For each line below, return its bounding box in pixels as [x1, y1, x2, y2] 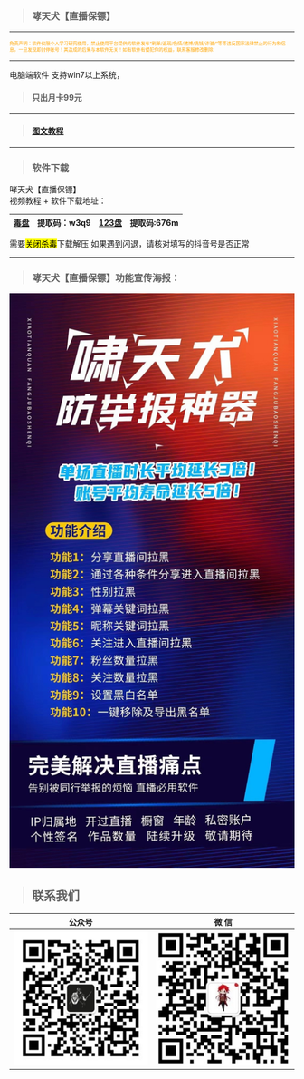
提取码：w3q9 [37, 217, 91, 228]
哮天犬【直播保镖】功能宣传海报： [31, 271, 181, 284]
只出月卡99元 [31, 92, 82, 102]
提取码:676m [129, 217, 179, 228]
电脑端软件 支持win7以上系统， [9, 70, 125, 81]
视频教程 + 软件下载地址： [9, 195, 107, 206]
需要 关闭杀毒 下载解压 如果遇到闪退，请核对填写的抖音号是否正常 [9, 238, 250, 248]
